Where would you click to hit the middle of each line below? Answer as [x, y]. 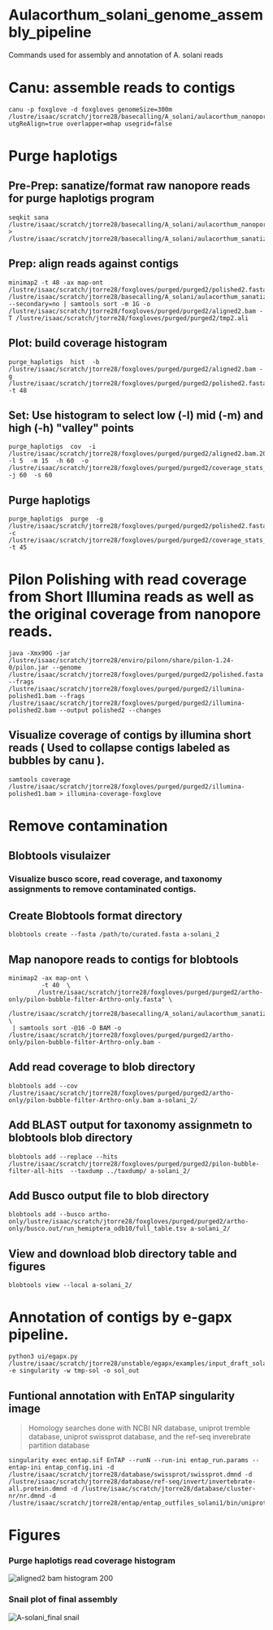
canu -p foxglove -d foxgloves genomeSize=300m [91, 109]
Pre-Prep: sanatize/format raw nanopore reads [129, 186]
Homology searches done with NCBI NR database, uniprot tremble [139, 1428]
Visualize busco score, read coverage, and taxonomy [115, 879]
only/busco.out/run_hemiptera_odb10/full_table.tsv [97, 1229]
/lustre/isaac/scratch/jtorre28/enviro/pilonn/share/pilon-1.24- [121, 661]
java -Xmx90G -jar [39, 653]
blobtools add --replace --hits [63, 1157]
